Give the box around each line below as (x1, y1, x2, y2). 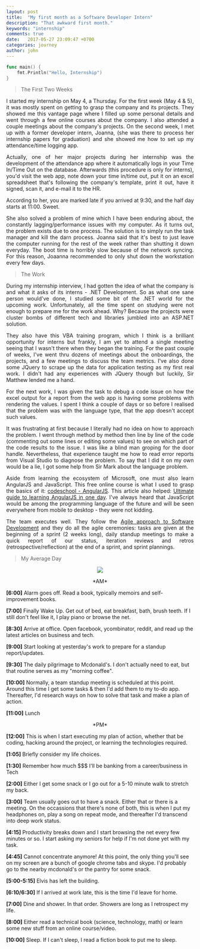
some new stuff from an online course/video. (6, 924, 117, 932)
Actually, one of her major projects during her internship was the (6, 154, 194, 161)
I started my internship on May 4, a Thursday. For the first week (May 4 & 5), (6, 97, 194, 105)
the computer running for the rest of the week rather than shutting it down (6, 240, 194, 247)
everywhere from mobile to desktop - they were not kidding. (6, 506, 154, 514)
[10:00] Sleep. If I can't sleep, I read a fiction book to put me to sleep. (6, 936, 177, 944)
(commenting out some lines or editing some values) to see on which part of (6, 437, 194, 445)
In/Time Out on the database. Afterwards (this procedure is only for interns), (6, 166, 194, 173)
